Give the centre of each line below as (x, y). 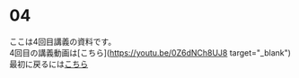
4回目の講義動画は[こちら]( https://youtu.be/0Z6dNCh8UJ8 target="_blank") (150, 52)
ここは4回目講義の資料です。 (63, 41)
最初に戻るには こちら (48, 64)
